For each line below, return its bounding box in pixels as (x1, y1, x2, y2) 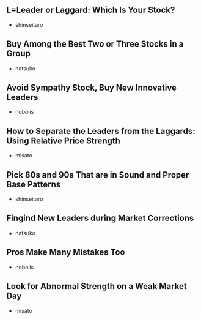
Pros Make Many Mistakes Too (6, 247, 125, 258)
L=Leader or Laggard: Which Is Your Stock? (6, 5, 175, 15)
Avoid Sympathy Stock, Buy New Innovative (6, 83, 177, 93)
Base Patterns (6, 179, 61, 189)
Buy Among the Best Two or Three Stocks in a (6, 39, 184, 50)
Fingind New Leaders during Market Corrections (6, 213, 194, 223)
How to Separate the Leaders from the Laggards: (6, 126, 196, 137)
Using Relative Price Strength (6, 135, 121, 146)
